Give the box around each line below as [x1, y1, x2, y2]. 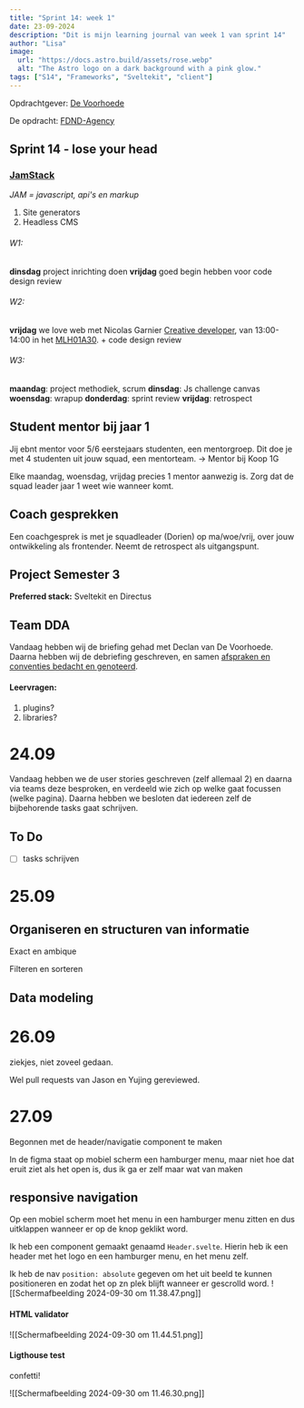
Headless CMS [22, 217, 79, 228]
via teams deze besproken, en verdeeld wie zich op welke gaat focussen [9, 784, 281, 795]
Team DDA [9, 617, 71, 633]
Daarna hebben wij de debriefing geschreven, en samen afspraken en [9, 652, 270, 663]
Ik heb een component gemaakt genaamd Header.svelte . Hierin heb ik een [9, 1241, 289, 1252]
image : [9, 47, 34, 56]
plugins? [22, 702, 54, 713]
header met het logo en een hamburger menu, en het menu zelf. [9, 1251, 249, 1261]
